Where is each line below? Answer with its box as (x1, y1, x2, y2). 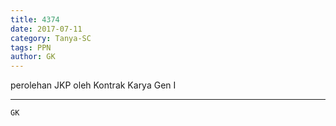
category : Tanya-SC (10, 33, 92, 43)
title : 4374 (10, 14, 60, 25)
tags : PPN (10, 42, 52, 53)
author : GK (10, 52, 56, 62)
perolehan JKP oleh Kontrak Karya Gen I (10, 79, 177, 91)
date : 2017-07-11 (10, 24, 83, 34)
